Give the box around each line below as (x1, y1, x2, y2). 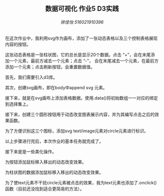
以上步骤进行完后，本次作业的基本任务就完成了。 (5, 138, 103, 144)
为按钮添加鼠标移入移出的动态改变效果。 (5, 159, 86, 165)
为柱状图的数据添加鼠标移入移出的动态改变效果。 (5, 169, 103, 175)
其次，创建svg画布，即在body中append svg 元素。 (5, 84, 107, 90)
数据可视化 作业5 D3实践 (45, 4, 119, 13)
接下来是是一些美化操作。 (5, 148, 57, 155)
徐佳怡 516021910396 (60, 19, 104, 25)
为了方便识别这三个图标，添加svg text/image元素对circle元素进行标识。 (5, 128, 149, 134)
